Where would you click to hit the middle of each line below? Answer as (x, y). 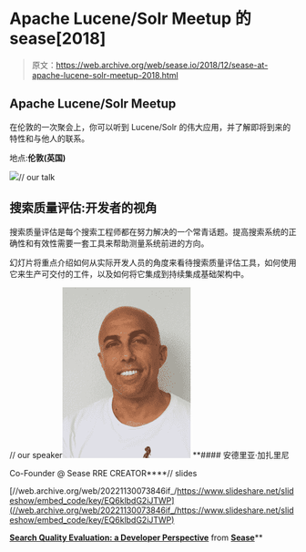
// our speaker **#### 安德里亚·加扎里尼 (149, 455)
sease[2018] (58, 39)
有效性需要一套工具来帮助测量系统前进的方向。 (121, 243)
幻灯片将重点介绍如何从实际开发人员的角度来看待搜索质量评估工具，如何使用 (153, 262)
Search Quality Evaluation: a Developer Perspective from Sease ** (136, 537)
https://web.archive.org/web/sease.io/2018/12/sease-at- (162, 65)
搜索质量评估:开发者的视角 (83, 208)
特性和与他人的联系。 (49, 138)
